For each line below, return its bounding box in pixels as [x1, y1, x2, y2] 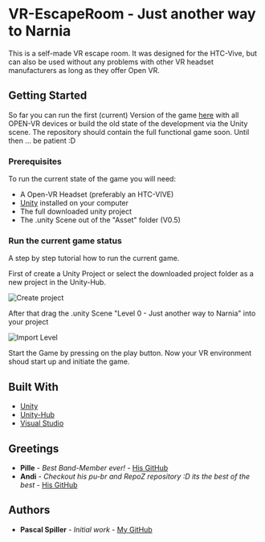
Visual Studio [19, 418, 64, 428]
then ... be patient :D [8, 136, 76, 145]
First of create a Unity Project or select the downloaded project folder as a [8, 269, 255, 279]
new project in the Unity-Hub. [8, 278, 107, 287]
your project [8, 317, 49, 327]
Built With [8, 380, 59, 393]
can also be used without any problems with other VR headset [8, 57, 214, 67]
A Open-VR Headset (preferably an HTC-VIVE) [19, 189, 174, 199]
